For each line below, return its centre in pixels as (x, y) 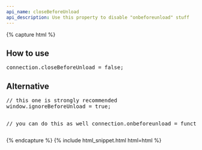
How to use (28, 53)
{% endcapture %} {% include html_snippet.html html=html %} (84, 140)
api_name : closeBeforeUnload (43, 12)
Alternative (28, 86)
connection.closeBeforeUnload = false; (65, 67)
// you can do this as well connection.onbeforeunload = (92, 124)
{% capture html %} (31, 34)
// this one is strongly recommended (62, 100)
